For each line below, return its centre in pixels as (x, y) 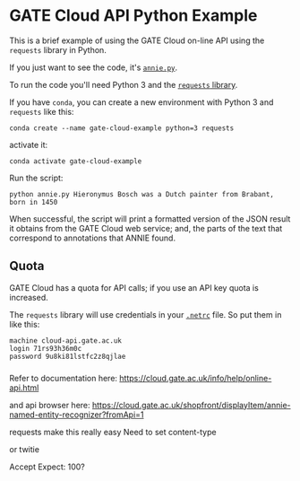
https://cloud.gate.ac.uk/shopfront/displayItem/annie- (191, 405)
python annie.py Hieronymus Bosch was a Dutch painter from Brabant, (142, 194)
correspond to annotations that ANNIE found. (93, 238)
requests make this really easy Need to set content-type (113, 432)
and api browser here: (50, 405)
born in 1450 (34, 202)
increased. (29, 297)
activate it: (29, 144)
